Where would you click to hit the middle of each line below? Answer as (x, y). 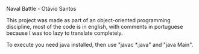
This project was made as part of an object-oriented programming (88, 20)
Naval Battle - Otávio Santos (41, 9)
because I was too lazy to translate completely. (65, 33)
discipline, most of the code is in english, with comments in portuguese (95, 27)
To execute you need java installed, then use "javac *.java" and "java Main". (100, 45)
